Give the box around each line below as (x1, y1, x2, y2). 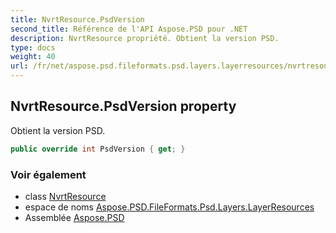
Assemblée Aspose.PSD (24, 211, 125, 223)
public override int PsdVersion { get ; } (10, 144, 186, 154)
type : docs (10, 42, 56, 53)
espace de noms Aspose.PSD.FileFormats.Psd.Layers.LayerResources (24, 201, 315, 213)
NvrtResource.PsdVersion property (10, 98, 237, 115)
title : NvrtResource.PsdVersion (10, 14, 145, 25)
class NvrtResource (24, 190, 107, 202)
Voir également (10, 167, 87, 181)
